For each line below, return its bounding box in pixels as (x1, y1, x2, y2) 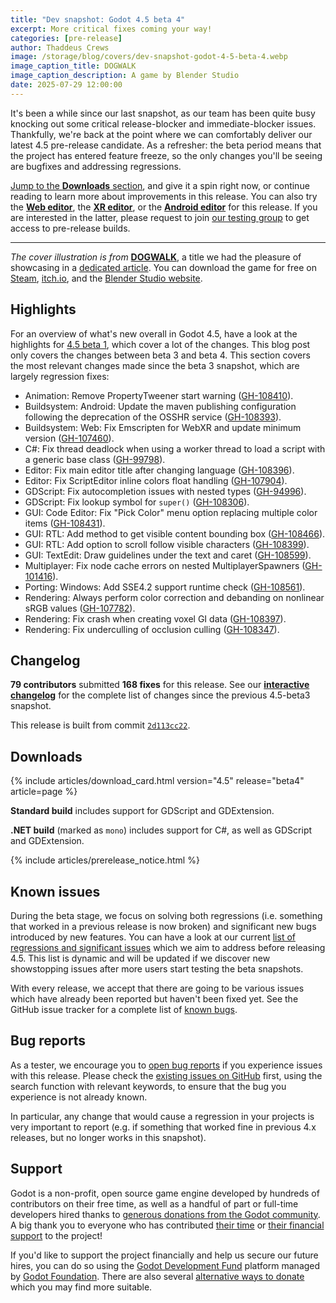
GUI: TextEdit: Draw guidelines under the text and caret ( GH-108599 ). (24, 549, 312, 561)
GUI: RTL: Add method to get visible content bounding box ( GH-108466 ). (24, 527, 326, 540)
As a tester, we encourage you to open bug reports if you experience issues (10, 1059, 323, 1071)
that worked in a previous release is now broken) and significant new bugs (10, 921, 317, 932)
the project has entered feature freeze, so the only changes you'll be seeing (10, 149, 323, 161)
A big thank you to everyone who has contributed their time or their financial (10, 1219, 325, 1231)
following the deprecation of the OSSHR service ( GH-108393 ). (24, 411, 282, 423)
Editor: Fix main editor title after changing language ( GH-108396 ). (24, 464, 295, 476)
